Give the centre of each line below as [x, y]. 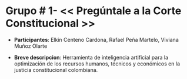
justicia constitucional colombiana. [56, 70]
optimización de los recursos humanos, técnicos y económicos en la [97, 64]
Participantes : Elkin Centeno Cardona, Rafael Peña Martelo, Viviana [96, 39]
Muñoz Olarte [31, 46]
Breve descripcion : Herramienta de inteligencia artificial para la [91, 57]
